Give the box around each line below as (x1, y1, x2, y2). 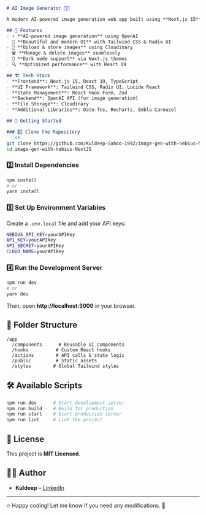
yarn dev (6, 291, 29, 297)
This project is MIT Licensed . (6, 450, 81, 457)
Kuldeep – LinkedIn (15, 484, 64, 491)
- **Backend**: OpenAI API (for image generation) (6, 95, 139, 102)
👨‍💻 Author (6, 468, 47, 478)
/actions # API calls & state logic (12, 352, 124, 358)
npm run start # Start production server (6, 411, 122, 418)
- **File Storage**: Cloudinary (6, 101, 89, 107)
